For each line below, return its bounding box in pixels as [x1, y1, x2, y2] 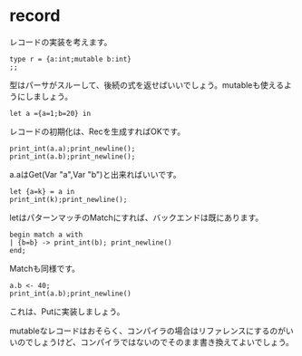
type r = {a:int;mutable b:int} [9, 54, 132, 63]
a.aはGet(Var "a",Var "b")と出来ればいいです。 [9, 168, 181, 179]
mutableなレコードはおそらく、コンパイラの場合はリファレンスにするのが [9, 325, 287, 336]
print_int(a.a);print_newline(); [9, 144, 136, 153]
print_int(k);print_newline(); [9, 195, 128, 204]
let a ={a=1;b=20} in [9, 109, 92, 118]
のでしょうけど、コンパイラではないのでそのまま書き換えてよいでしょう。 [16, 336, 295, 347]
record [9, 5, 61, 26]
